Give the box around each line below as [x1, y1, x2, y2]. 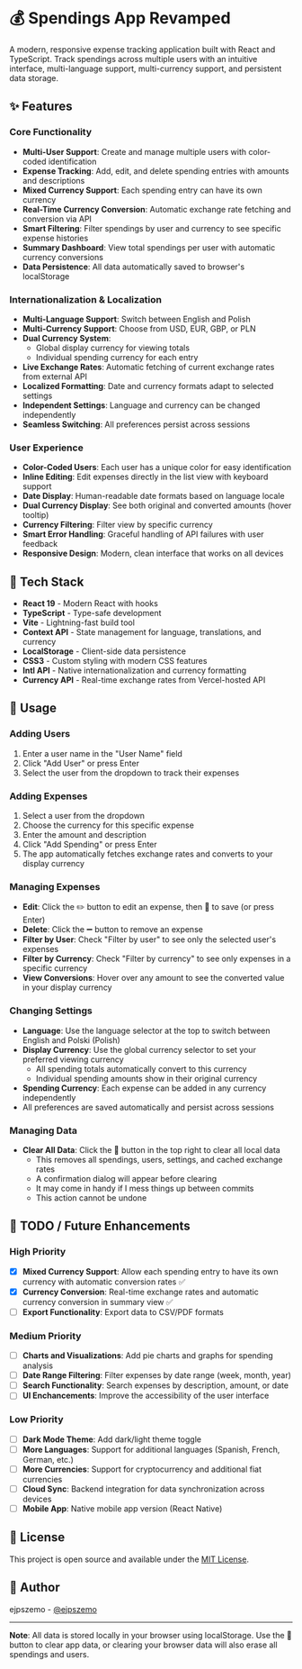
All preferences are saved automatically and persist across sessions [22, 1102, 274, 1112]
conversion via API [22, 213, 93, 224]
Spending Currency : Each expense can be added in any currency [22, 1083, 267, 1093]
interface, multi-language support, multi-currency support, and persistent [9, 63, 282, 74]
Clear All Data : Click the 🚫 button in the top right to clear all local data [22, 1144, 280, 1155]
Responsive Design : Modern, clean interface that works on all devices [22, 548, 284, 559]
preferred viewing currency [22, 1054, 124, 1065]
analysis [22, 1360, 54, 1371]
